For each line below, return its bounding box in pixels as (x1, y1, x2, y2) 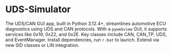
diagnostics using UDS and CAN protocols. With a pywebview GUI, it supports (5, 25, 167, 32)
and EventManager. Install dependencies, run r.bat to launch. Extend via (5, 37, 159, 43)
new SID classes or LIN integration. (5, 42, 80, 48)
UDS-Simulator (5, 4, 71, 15)
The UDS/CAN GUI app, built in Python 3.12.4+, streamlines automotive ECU (5, 20, 166, 26)
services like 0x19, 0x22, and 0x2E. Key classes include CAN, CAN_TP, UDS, (5, 31, 167, 37)
